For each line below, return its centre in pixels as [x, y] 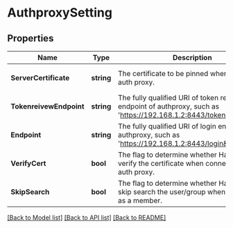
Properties [31, 38]
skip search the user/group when [172, 192]
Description [192, 58]
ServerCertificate [40, 78]
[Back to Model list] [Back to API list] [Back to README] [87, 218]
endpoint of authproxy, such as [169, 106]
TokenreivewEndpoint [48, 106]
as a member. [140, 200]
